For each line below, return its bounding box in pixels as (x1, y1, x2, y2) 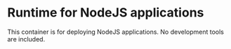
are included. (7, 35, 46, 43)
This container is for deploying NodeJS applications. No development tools (7, 28, 225, 36)
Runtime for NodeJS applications (7, 5, 204, 21)
